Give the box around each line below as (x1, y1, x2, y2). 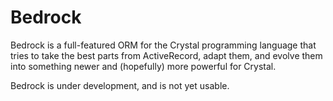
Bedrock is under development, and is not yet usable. (10, 79, 230, 91)
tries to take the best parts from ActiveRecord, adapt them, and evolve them (10, 49, 323, 61)
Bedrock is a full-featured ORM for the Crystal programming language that (10, 39, 317, 51)
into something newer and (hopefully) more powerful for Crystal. (10, 60, 277, 72)
